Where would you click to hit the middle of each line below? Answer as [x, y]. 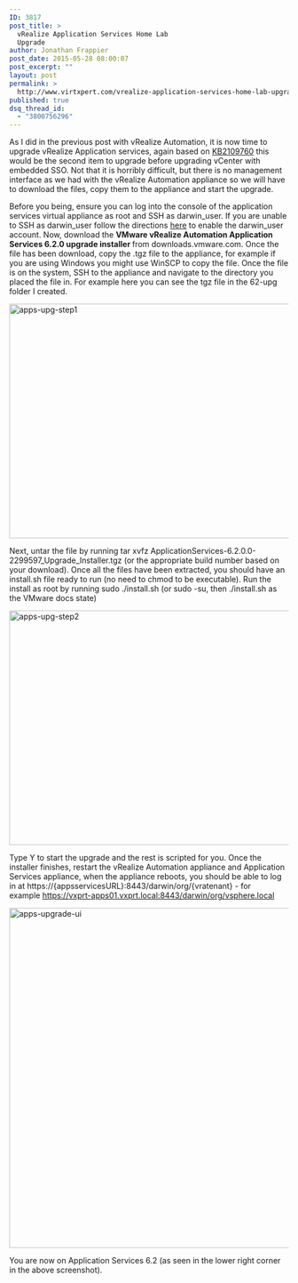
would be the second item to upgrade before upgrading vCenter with [135, 161]
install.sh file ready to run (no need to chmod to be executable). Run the [141, 580]
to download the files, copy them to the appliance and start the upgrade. [141, 189]
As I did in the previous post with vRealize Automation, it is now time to [138, 142]
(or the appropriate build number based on [201, 560]
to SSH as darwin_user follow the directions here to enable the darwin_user [146, 225]
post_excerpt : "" [41, 68]
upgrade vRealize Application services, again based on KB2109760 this [139, 151]
